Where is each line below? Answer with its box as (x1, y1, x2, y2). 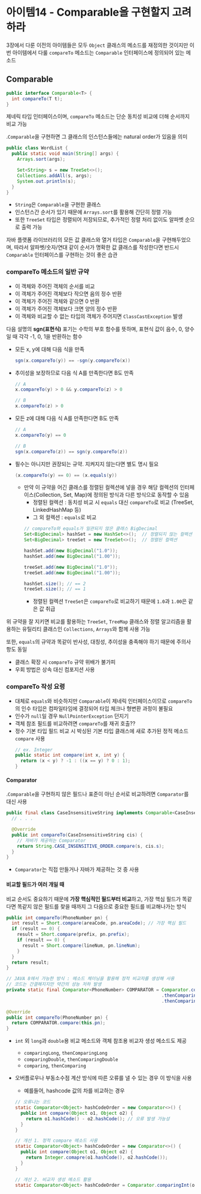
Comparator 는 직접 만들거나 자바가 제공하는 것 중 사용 (14, 866, 139, 873)
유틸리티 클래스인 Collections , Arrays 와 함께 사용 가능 (22, 625, 151, 633)
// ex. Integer (14, 746, 53, 753)
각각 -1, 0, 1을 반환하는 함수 (19, 332, 83, 340)
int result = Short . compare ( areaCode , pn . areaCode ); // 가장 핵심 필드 (11, 920, 187, 926)
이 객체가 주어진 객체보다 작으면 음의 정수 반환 (14, 290, 122, 297)
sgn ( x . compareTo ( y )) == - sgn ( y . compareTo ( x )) (14, 358, 130, 364)
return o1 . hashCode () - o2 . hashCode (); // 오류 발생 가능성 (26, 1115, 170, 1122)
